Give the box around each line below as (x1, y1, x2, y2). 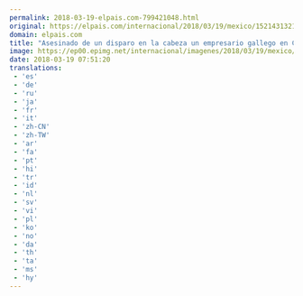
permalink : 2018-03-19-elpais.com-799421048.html (9, 13, 200, 23)
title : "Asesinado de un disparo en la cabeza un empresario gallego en (9, 38, 289, 48)
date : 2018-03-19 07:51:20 (9, 55, 111, 64)
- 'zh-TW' (13, 131, 50, 140)
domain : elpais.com (9, 30, 83, 39)
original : (9, 22, 47, 31)
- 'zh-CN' (13, 123, 50, 132)
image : (9, 47, 34, 56)
